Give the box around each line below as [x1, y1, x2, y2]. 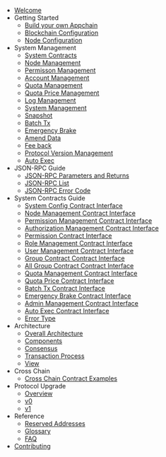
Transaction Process [24, 352, 85, 360]
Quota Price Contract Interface [24, 277, 114, 285]
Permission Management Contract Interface [24, 216, 153, 225]
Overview [24, 389, 53, 398]
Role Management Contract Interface [24, 239, 133, 247]
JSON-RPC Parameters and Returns [24, 171, 129, 180]
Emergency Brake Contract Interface [24, 291, 132, 300]
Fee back [24, 141, 52, 149]
